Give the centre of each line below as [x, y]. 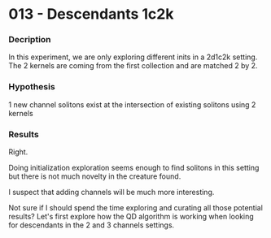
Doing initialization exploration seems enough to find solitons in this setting [134, 168]
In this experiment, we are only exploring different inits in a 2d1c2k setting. [133, 57]
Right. [18, 152]
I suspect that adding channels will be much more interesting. [111, 193]
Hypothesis [32, 87]
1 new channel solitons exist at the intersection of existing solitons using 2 [132, 104]
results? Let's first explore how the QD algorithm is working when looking [131, 217]
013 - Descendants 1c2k [91, 14]
